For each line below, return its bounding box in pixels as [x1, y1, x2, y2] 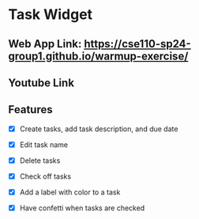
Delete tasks [19, 156, 61, 165]
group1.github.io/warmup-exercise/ [8, 49, 189, 62]
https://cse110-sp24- [84, 37, 191, 51]
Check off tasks [19, 172, 72, 181]
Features [8, 103, 53, 116]
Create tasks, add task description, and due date [19, 124, 178, 134]
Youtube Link [8, 76, 75, 89]
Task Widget [8, 6, 93, 24]
